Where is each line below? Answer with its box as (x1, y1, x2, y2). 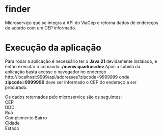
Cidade (5, 120, 20, 126)
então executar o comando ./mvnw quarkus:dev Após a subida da (5, 63, 140, 69)
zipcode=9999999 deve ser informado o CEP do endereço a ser (5, 79, 137, 85)
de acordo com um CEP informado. (5, 25, 76, 30)
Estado (5, 125, 20, 131)
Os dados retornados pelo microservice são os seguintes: (5, 94, 122, 100)
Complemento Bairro (5, 114, 47, 121)
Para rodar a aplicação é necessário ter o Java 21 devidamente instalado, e (5, 58, 157, 64)
